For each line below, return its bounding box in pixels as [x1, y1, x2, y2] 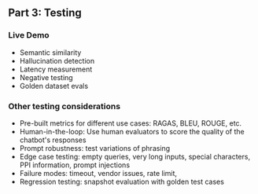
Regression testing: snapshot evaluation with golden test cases [19, 177, 224, 186]
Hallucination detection [19, 56, 95, 65]
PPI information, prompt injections [19, 160, 131, 170]
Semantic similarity [19, 47, 82, 57]
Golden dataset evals [19, 81, 89, 90]
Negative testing [19, 72, 73, 82]
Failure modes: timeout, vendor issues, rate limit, [19, 168, 178, 178]
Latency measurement [19, 64, 93, 74]
